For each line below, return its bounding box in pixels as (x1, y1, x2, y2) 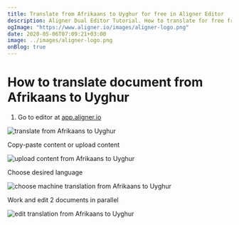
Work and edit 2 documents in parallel (7, 195, 119, 204)
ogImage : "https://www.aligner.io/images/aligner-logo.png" (7, 23, 190, 31)
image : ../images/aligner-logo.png (7, 37, 113, 44)
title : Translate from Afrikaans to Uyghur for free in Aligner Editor (7, 10, 224, 18)
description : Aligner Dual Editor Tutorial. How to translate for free (7, 17, 224, 24)
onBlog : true (7, 43, 46, 51)
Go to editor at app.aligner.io (17, 112, 102, 121)
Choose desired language (7, 168, 83, 177)
